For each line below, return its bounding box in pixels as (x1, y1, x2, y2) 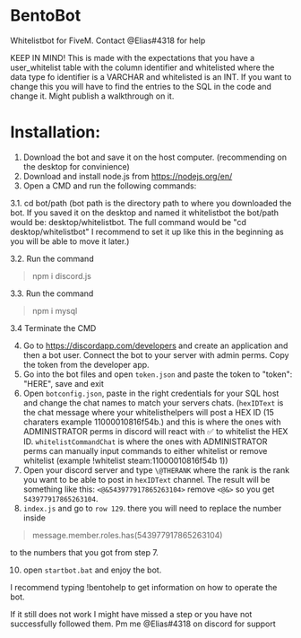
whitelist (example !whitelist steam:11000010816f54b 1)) (22, 455, 228, 466)
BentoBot (10, 5, 82, 26)
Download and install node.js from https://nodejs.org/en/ (22, 170, 233, 181)
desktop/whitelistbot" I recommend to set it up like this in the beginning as (10, 226, 285, 237)
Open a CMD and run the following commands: (22, 180, 197, 191)
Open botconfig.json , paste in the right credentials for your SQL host (22, 388, 279, 398)
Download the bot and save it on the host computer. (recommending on (22, 152, 288, 162)
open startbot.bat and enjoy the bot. (22, 564, 162, 575)
